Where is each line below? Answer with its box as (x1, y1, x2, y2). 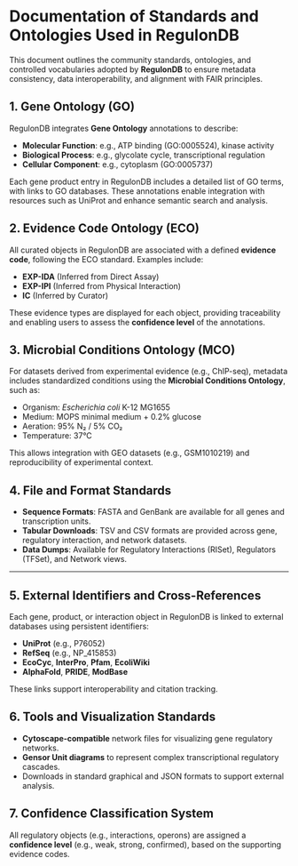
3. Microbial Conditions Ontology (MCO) (9, 342, 236, 357)
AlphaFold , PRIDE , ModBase (21, 667, 129, 677)
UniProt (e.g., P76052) (21, 638, 106, 648)
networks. (21, 742, 59, 753)
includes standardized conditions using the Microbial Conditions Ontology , (9, 375, 286, 386)
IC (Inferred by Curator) (21, 290, 109, 301)
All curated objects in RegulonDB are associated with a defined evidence (9, 245, 277, 255)
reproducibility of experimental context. (9, 457, 153, 468)
